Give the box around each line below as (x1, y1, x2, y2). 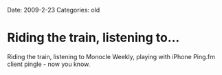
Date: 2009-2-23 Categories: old (7, 6, 100, 14)
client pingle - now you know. (7, 60, 91, 68)
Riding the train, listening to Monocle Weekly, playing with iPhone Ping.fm (7, 52, 215, 61)
